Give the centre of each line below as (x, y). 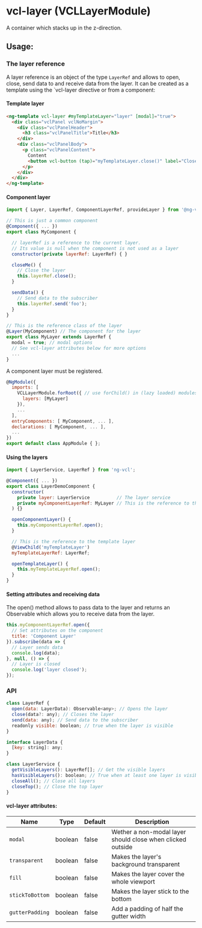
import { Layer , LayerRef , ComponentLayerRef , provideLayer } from (93, 210)
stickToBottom (29, 895)
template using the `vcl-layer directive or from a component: (81, 90)
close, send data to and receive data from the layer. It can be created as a (97, 83)
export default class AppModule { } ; (54, 444)
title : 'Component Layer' (44, 637)
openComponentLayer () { (41, 520)
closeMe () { (27, 265)
